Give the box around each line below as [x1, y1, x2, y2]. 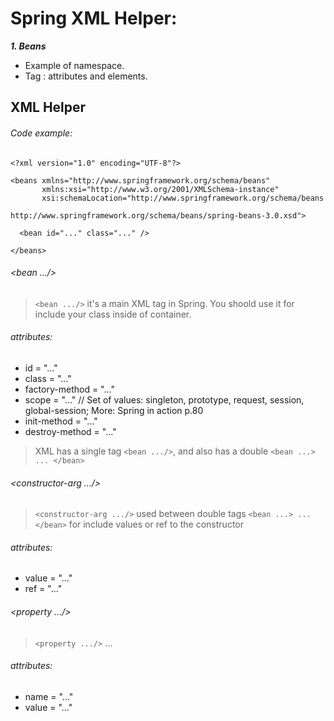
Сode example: [10, 127, 73, 139]
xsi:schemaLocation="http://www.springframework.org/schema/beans [41, 193, 325, 203]
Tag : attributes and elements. [24, 70, 148, 82]
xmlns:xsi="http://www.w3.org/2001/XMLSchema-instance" [41, 184, 280, 194]
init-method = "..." [24, 415, 98, 427]
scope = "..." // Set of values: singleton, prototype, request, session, [24, 393, 305, 406]
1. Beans [10, 40, 47, 52]
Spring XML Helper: [10, 7, 178, 30]
